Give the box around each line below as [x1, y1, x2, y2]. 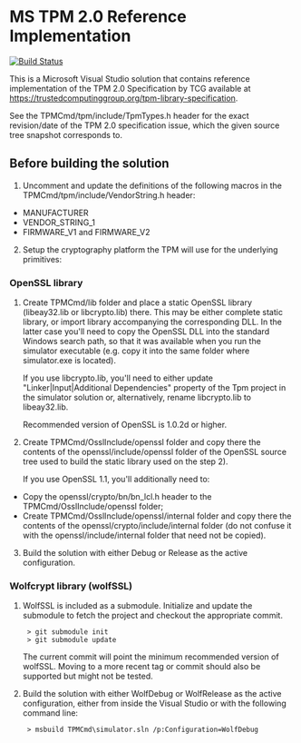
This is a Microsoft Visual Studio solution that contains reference [9, 73, 251, 84]
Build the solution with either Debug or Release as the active [22, 548, 248, 559]
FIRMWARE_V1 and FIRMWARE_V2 [22, 226, 151, 237]
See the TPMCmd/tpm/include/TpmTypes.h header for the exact [9, 110, 249, 121]
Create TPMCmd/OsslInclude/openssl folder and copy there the [22, 437, 261, 448]
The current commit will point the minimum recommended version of [22, 651, 279, 662]
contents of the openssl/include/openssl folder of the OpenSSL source [22, 447, 287, 458]
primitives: [22, 253, 62, 264]
